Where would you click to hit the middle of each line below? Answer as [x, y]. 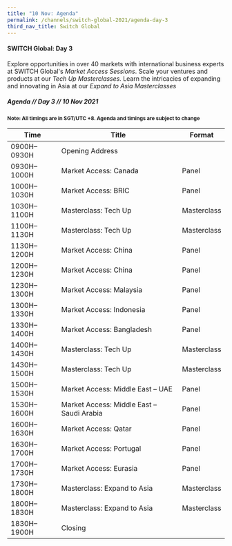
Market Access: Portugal [101, 448]
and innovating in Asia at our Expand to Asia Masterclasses [92, 86]
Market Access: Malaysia [102, 289]
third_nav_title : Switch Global [54, 26]
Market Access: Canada [100, 170]
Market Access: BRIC [95, 191]
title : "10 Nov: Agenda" [43, 13]
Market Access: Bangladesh [107, 329]
